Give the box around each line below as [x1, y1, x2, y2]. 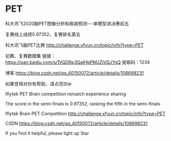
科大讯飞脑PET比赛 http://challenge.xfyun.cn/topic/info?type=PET [5, 42, 144, 48]
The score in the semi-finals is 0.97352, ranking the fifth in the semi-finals [5, 100, 160, 107]
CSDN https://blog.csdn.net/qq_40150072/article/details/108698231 [5, 120, 148, 126]
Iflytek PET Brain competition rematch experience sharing [5, 91, 126, 97]
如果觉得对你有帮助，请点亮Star [5, 81, 72, 87]
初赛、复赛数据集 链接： [5, 53, 56, 59]
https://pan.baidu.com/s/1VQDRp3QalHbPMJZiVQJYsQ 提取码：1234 [5, 59, 150, 65]
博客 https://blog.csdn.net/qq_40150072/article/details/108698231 [5, 69, 144, 76]
